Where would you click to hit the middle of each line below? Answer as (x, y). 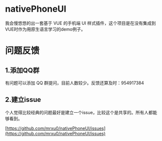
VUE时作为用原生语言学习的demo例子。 (45, 29)
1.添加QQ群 (22, 70)
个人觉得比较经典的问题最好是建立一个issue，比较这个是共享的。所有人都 (79, 112)
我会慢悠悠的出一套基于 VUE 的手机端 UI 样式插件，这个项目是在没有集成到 (81, 23)
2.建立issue (23, 100)
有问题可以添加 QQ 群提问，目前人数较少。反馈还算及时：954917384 (75, 83)
